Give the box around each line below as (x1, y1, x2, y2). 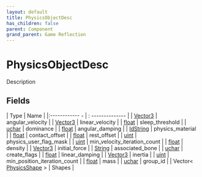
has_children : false (6, 20, 59, 26)
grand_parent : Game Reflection (6, 32, 86, 38)
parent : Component (6, 26, 53, 32)
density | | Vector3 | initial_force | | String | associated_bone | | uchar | (6, 144, 184, 151)
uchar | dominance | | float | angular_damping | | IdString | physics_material (6, 125, 196, 132)
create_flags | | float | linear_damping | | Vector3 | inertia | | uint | (6, 151, 170, 158)
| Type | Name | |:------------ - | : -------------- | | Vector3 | (6, 112, 157, 119)
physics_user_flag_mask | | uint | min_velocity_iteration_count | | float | (6, 138, 184, 145)
